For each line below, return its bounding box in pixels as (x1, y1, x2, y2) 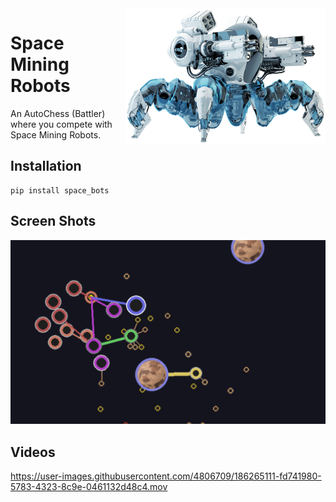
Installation (10, 158, 82, 175)
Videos (10, 443, 56, 461)
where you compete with (10, 118, 113, 130)
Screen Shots (10, 213, 97, 230)
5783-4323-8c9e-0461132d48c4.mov (10, 481, 168, 493)
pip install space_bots (10, 185, 110, 196)
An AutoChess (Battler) (10, 107, 106, 119)
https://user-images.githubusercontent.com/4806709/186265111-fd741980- (10, 470, 322, 482)
